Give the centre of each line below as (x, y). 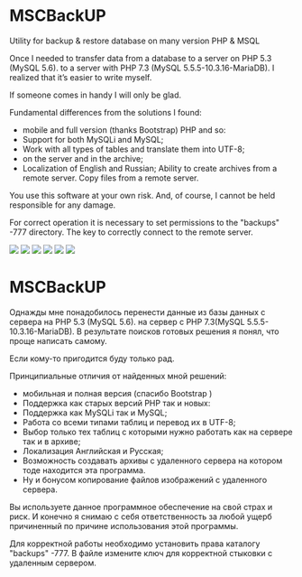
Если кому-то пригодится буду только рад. (92, 358)
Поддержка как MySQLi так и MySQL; (95, 413)
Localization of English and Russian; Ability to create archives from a (150, 168)
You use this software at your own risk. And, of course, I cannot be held (142, 195)
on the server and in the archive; (83, 158)
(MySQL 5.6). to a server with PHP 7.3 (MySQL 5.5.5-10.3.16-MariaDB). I (142, 68)
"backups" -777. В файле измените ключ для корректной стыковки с (141, 553)
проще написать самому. (58, 340)
